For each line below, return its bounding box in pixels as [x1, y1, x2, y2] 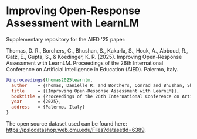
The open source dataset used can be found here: [6, 120, 128, 127]
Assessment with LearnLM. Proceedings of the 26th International [6, 60, 164, 67]
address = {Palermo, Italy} [11, 104, 85, 110]
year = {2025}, [11, 99, 62, 105]
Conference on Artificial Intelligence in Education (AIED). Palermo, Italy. [6, 65, 179, 72]
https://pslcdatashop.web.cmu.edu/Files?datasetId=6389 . [6, 127, 147, 134]
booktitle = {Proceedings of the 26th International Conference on [11, 93, 180, 99]
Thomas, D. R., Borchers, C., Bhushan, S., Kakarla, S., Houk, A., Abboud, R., [6, 47, 189, 54]
